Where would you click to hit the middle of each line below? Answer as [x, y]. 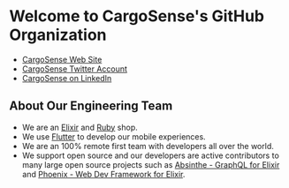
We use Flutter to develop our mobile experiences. [114, 136]
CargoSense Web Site [62, 59]
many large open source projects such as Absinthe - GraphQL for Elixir [151, 164]
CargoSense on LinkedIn [67, 78]
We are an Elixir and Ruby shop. [80, 127]
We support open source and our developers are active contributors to [151, 155]
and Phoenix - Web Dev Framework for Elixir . [103, 174]
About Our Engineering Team [91, 106]
